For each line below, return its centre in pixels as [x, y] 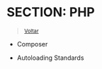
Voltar [32, 31]
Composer [32, 44]
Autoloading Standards [50, 58]
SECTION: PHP [51, 12]
